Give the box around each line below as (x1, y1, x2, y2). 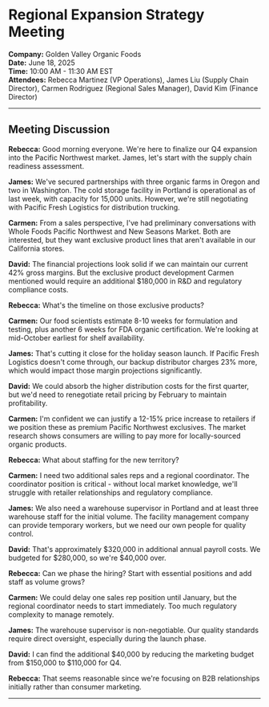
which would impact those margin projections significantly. (8, 366, 203, 375)
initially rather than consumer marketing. (8, 681, 142, 692)
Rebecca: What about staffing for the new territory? (8, 455, 180, 464)
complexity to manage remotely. (8, 609, 114, 619)
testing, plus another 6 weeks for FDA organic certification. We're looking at (8, 324, 259, 334)
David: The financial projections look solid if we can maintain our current (8, 259, 248, 268)
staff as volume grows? (8, 577, 86, 586)
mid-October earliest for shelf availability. (8, 333, 146, 342)
